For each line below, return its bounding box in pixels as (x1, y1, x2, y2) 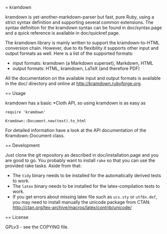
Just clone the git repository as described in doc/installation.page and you (5, 152, 159, 158)
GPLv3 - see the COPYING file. (5, 224, 69, 230)
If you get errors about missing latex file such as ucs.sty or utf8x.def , (12, 194, 157, 200)
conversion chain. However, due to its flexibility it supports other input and (5, 45, 159, 51)
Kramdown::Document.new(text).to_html (5, 119, 86, 124)
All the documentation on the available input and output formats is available (5, 75, 161, 81)
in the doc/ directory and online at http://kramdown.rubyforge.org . (5, 80, 142, 86)
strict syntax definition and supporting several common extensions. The (5, 20, 154, 25)
